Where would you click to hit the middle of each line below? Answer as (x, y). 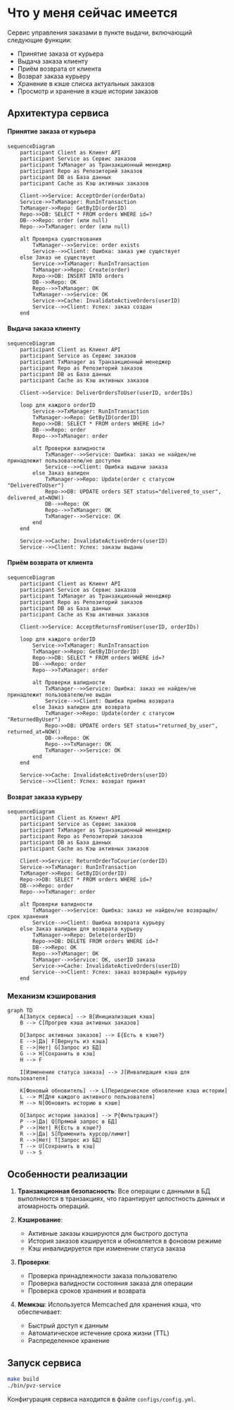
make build (23, 1379)
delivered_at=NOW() (36, 498)
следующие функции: (40, 39)
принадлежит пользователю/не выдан (59, 695)
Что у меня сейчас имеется (92, 13)
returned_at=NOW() (34, 731)
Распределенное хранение (69, 1341)
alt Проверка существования (61, 239)
